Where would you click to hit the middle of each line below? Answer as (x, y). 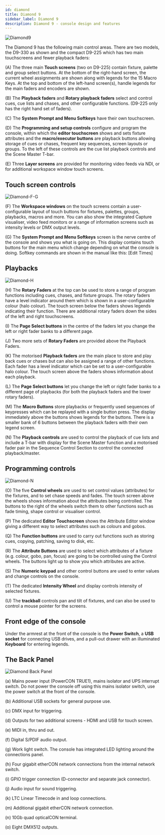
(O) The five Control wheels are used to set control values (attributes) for (80, 490)
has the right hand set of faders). (39, 109)
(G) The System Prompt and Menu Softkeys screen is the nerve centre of (81, 237)
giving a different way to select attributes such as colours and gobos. (76, 526)
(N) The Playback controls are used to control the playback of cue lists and (82, 437)
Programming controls (40, 469)
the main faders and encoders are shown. (48, 89)
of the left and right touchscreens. (40, 316)
